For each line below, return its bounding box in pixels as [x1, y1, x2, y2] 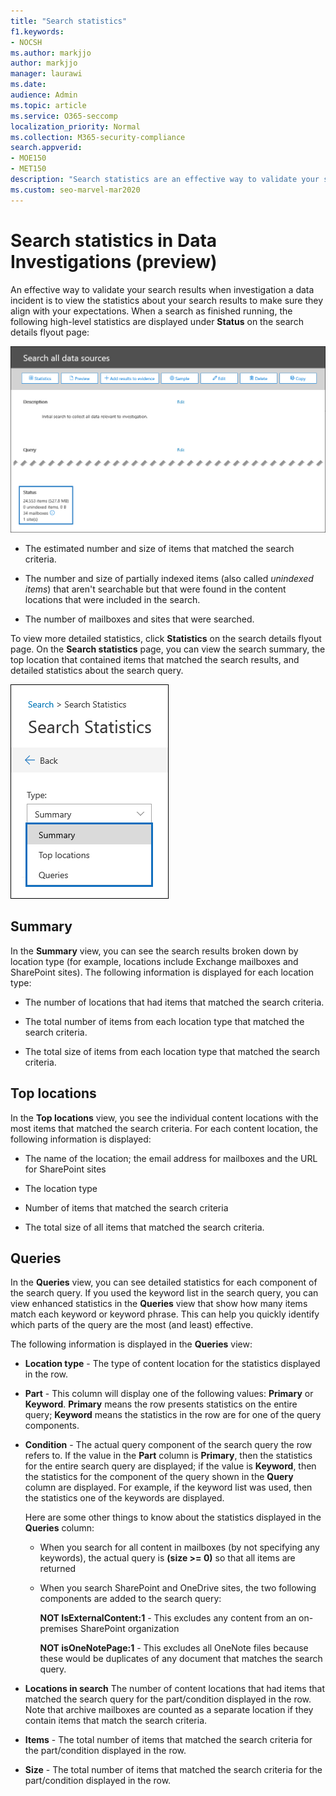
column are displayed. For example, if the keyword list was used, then [24, 1481, 313, 1494]
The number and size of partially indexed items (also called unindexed [24, 572, 314, 584]
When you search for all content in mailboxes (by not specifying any [39, 1541, 320, 1554]
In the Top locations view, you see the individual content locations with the [10, 1111, 319, 1124]
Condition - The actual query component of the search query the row [24, 1439, 313, 1451]
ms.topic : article [10, 100, 87, 110]
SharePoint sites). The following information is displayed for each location [10, 966, 314, 978]
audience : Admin [10, 90, 78, 100]
